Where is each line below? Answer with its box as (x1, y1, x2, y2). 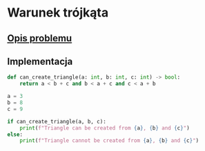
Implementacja (7, 55, 73, 67)
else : (7, 131, 23, 138)
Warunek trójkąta (7, 5, 109, 21)
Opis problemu (7, 32, 72, 44)
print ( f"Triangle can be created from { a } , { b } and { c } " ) (19, 124, 190, 132)
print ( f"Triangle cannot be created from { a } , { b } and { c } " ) (19, 137, 199, 144)
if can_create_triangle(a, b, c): (7, 118, 107, 125)
